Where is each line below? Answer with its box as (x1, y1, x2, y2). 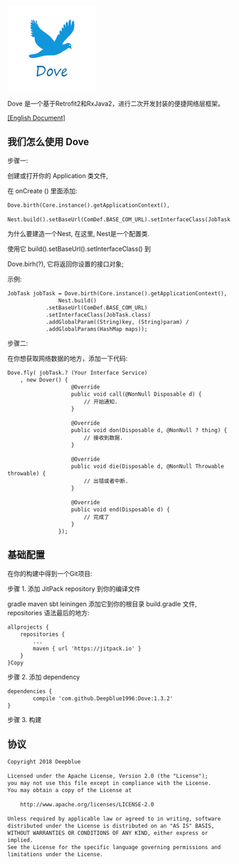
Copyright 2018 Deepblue (7, 758, 81, 766)
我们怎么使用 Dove (7, 136, 90, 148)
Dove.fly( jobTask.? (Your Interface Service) (7, 369, 148, 376)
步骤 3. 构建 (7, 715, 42, 724)
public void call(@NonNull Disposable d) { (70, 391, 202, 398)
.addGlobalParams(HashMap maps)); (45, 325, 148, 333)
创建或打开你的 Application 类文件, (7, 171, 109, 180)
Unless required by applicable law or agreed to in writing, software (7, 816, 221, 823)
